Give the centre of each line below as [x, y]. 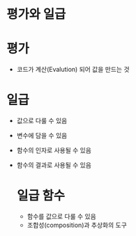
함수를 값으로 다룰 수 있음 [62, 216]
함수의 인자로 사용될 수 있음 [54, 150]
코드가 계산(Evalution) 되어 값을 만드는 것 [73, 70]
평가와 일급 [36, 14]
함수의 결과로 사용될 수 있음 [54, 165]
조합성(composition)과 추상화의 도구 [77, 225]
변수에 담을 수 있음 [42, 136]
